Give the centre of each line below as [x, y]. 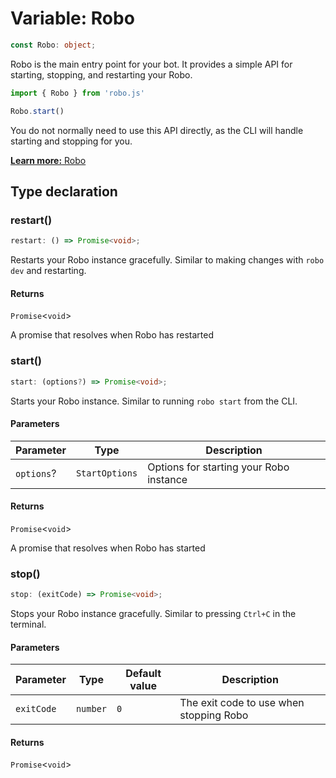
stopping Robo [214, 715]
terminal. [28, 624]
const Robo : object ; [53, 45]
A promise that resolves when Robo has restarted [112, 335]
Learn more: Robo [48, 160]
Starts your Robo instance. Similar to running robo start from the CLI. [154, 401]
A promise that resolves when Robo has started [108, 548]
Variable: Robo [72, 18]
